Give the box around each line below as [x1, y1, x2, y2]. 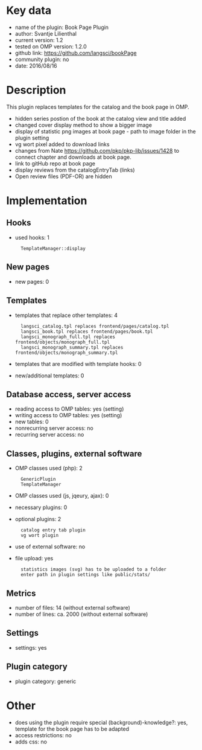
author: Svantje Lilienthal [14, 30, 77, 37]
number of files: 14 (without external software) [14, 604, 131, 611]
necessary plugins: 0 [14, 504, 68, 511]
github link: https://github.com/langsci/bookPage [14, 49, 137, 56]
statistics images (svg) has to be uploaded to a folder [21, 566, 167, 572]
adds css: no [14, 738, 47, 745]
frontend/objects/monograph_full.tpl [14, 339, 110, 345]
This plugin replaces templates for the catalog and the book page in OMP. [6, 103, 190, 111]
